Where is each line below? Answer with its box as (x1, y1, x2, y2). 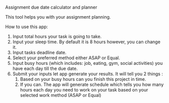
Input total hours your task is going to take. (12, 34, 102, 39)
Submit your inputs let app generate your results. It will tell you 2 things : (12, 71, 163, 77)
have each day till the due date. (12, 65, 78, 71)
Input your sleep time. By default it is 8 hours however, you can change (12, 39, 160, 45)
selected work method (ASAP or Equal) (20, 92, 102, 98)
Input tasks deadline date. (12, 50, 67, 55)
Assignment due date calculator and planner (5, 5, 97, 10)
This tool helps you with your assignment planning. (5, 14, 111, 20)
